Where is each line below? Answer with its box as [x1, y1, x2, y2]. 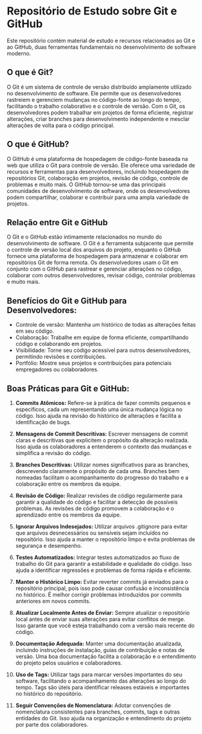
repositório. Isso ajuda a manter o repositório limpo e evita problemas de [15, 536, 195, 543]
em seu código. [15, 327, 55, 335]
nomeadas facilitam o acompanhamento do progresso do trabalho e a [15, 474, 189, 481]
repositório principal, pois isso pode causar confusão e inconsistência [15, 585, 189, 592]
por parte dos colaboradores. [15, 721, 89, 728]
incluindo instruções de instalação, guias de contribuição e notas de [15, 647, 185, 653]
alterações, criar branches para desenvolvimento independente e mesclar [7, 115, 190, 122]
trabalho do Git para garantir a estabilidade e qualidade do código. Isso [15, 560, 192, 567]
